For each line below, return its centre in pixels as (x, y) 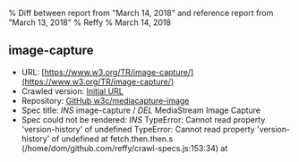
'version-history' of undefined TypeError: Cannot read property (138, 129)
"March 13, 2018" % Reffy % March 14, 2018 (90, 22)
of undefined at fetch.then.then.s (112, 139)
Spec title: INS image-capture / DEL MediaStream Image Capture (141, 110)
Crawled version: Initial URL (73, 91)
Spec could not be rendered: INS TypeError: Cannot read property (143, 119)
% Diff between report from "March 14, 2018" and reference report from (141, 13)
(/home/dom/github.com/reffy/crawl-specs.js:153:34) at (124, 148)
